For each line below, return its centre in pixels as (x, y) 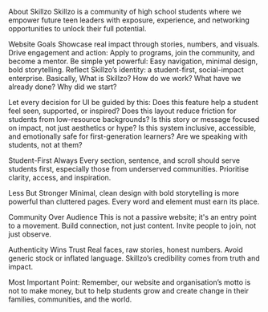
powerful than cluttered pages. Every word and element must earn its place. (134, 201)
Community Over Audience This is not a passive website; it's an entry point (132, 217)
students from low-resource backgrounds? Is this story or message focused (134, 119)
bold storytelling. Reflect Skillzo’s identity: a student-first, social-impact (126, 70)
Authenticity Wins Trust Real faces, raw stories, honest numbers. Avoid (126, 249)
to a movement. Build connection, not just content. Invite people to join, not (132, 225)
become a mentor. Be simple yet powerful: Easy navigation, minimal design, (133, 61)
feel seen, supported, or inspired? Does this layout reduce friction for (122, 111)
